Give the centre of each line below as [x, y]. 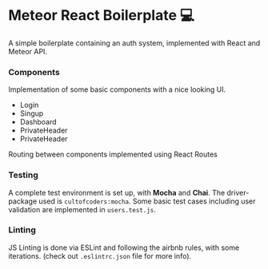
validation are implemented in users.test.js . [82, 209]
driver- [238, 192]
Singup [32, 113]
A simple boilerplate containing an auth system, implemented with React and [134, 43]
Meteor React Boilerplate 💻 [101, 16]
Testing [23, 175]
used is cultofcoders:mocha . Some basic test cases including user [147, 201]
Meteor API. [28, 51]
